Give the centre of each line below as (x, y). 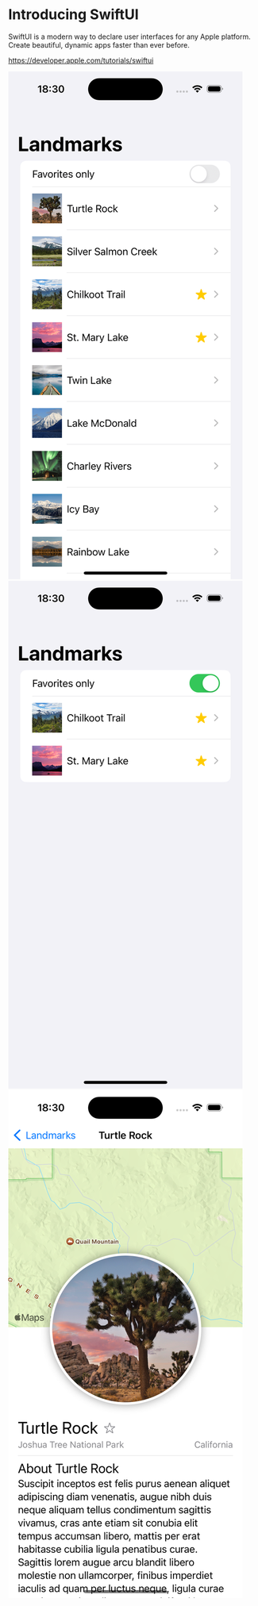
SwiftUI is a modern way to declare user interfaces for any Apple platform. (130, 36)
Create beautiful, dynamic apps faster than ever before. (99, 44)
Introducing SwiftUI (73, 15)
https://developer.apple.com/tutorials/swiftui (81, 60)
